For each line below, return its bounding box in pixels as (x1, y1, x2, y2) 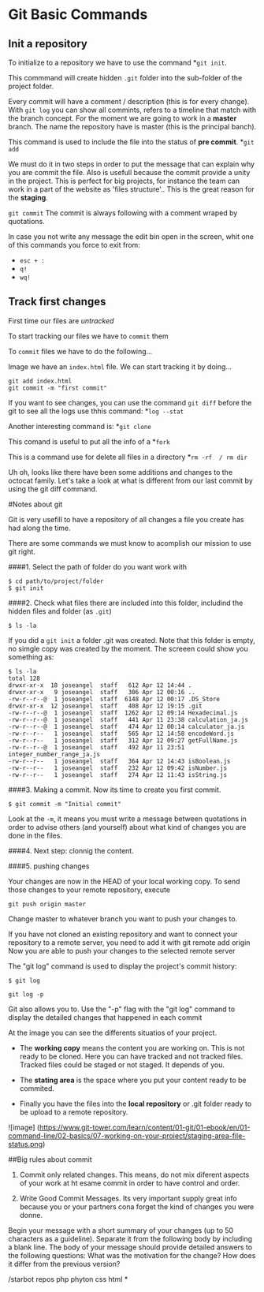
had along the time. (8, 523, 71, 532)
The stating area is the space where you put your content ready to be (19, 1075, 247, 1085)
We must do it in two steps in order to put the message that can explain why (8, 159, 255, 169)
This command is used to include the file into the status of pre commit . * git (8, 137, 255, 147)
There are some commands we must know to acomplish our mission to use (8, 538, 252, 547)
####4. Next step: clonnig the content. (8, 846, 134, 855)
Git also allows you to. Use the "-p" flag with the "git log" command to (8, 1004, 236, 1014)
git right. (8, 547, 35, 556)
